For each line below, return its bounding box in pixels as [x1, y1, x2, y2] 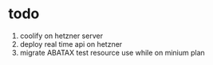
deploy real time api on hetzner [19, 39, 123, 48]
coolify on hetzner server [19, 31, 104, 40]
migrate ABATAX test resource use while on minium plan [19, 48, 205, 57]
